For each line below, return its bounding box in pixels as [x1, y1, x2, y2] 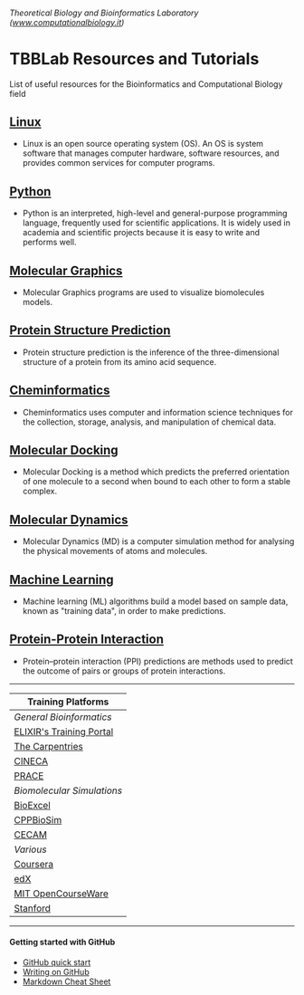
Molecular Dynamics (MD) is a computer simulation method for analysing [22, 536, 295, 547]
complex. [22, 485, 57, 497]
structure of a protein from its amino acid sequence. [22, 356, 217, 367]
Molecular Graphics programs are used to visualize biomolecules [22, 286, 265, 298]
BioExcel [14, 799, 52, 811]
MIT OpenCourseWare [14, 887, 109, 900]
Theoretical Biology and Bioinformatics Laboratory [9, 7, 199, 18]
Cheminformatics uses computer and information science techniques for [22, 407, 294, 417]
